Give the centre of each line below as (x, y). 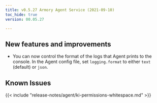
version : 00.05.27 (25, 19)
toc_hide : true (21, 15)
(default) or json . (30, 67)
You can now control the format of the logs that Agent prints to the (82, 57)
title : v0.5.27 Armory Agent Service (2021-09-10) (60, 10)
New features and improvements (58, 44)
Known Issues (28, 83)
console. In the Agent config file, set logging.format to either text (82, 62)
